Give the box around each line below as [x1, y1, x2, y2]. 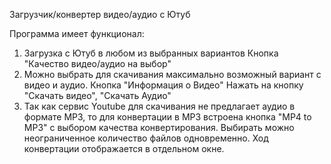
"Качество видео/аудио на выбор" [23, 58, 172, 69]
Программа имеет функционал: [9, 28, 145, 39]
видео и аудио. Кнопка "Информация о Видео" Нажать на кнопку [23, 79, 304, 91]
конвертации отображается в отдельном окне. [23, 143, 225, 154]
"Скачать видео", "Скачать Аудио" [23, 90, 172, 101]
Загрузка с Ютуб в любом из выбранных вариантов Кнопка [23, 47, 279, 59]
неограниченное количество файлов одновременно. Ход [23, 132, 269, 144]
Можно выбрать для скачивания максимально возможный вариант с [23, 69, 322, 80]
